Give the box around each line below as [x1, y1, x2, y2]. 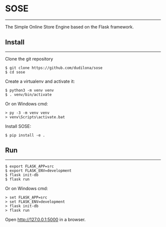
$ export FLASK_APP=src [5, 163, 54, 169]
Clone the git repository [5, 56, 53, 62]
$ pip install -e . [5, 132, 45, 138]
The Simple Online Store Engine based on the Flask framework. [5, 24, 134, 30]
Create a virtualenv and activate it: [5, 78, 75, 84]
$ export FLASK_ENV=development [5, 168, 72, 173]
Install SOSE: [5, 123, 31, 129]
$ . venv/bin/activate [5, 92, 52, 97]
